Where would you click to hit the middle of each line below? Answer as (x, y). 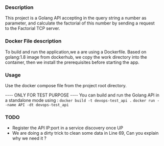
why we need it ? (29, 138)
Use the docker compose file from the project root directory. (66, 85)
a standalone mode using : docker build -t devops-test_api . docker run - (82, 100)
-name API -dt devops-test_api (37, 105)
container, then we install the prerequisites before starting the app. (72, 62)
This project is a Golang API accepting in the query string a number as (76, 18)
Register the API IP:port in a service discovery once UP (68, 128)
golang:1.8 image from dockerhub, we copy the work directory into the (76, 57)
